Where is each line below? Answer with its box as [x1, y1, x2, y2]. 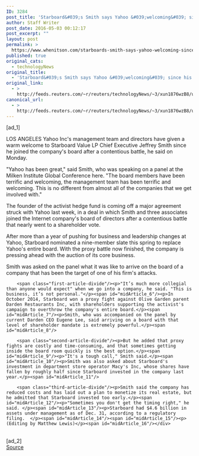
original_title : [6, 69, 46, 75]
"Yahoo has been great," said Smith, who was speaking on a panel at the [6, 166, 184, 173]
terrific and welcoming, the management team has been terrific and [6, 178, 171, 185]
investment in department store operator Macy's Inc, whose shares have [6, 364, 190, 370]
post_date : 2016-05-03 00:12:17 [6, 25, 86, 31]
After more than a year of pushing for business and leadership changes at [6, 233, 187, 240]
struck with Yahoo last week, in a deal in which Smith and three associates [6, 208, 188, 216]
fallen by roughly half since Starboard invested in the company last [6, 369, 184, 375]
